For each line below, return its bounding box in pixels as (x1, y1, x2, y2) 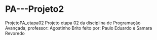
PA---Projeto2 (5, 3, 64, 15)
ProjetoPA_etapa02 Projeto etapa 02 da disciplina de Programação (5, 20, 141, 26)
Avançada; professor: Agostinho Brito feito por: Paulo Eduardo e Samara (5, 25, 152, 31)
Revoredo (5, 30, 25, 36)
